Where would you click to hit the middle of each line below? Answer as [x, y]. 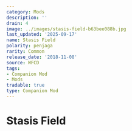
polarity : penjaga [30, 46]
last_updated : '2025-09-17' [42, 35]
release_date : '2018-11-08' [42, 57]
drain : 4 [17, 23]
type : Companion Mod [33, 91]
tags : [13, 68]
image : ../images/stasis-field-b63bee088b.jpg [66, 29]
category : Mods [26, 12]
